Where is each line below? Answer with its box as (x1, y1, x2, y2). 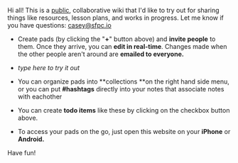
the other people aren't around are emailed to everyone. (17, 50, 185, 58)
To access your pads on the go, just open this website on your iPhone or (17, 128, 231, 135)
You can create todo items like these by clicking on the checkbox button (17, 106, 230, 114)
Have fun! (7, 149, 36, 157)
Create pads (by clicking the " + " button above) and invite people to (17, 35, 216, 43)
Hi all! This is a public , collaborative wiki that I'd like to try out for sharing (7, 6, 220, 14)
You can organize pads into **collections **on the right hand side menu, (17, 77, 229, 86)
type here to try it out (17, 64, 80, 72)
